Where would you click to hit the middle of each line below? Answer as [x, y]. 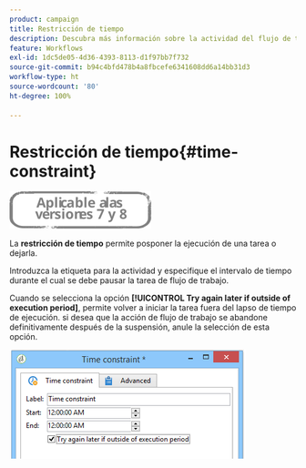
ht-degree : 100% [40, 96]
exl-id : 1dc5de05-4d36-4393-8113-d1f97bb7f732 [99, 58]
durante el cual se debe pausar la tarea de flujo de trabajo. [119, 280]
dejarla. [24, 253]
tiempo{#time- [181, 152]
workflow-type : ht [44, 77]
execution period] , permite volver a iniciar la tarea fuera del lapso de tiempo [153, 308]
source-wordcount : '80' [55, 86]
